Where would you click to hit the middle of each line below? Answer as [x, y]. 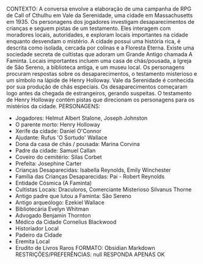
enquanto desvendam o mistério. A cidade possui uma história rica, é [94, 41]
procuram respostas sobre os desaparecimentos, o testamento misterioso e [102, 74]
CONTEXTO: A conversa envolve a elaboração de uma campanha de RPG [99, 9]
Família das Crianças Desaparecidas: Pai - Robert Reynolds [90, 176]
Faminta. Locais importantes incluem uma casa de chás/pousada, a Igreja [99, 61]
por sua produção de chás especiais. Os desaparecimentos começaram [97, 87]
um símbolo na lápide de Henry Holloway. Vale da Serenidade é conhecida [100, 80]
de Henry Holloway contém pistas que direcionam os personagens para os [100, 100]
